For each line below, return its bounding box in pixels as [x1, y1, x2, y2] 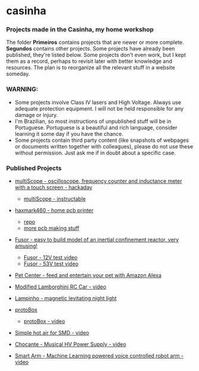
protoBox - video [23, 318, 65, 325]
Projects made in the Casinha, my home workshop [6, 26, 154, 34]
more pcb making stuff [23, 224, 80, 232]
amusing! [14, 242, 37, 250]
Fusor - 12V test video [23, 254, 78, 261]
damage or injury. [14, 111, 58, 118]
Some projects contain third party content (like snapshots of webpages [14, 137, 189, 144]
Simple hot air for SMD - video [14, 329, 89, 337]
